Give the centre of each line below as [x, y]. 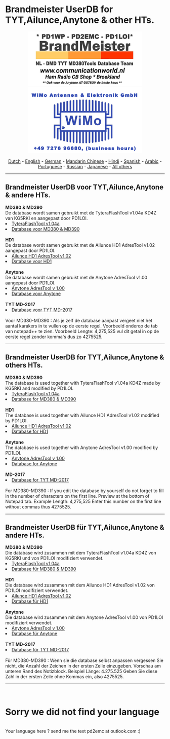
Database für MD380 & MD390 [44, 569]
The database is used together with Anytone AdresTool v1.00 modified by [82, 448]
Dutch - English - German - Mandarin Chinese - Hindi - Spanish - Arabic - [85, 161]
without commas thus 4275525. [38, 507]
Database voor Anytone [36, 293]
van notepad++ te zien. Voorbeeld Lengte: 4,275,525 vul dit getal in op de [82, 331]
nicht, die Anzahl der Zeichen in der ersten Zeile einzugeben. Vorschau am [83, 666]
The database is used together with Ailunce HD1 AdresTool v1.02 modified [82, 415]
